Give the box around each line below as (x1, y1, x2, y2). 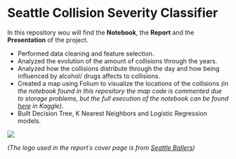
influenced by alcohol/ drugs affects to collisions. (17, 72, 160, 80)
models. (17, 116, 41, 125)
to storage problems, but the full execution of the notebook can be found (17, 94, 229, 103)
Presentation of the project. (7, 35, 88, 44)
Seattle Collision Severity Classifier (7, 5, 218, 21)
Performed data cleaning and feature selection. (17, 49, 155, 58)
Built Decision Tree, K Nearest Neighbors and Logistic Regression (17, 109, 207, 117)
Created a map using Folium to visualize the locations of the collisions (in (17, 79, 229, 87)
